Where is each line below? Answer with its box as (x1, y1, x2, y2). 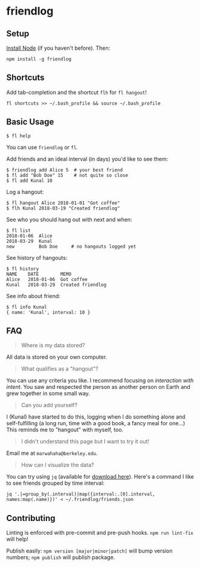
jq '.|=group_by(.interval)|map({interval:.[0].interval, (6, 491, 155, 497)
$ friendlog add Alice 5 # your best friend (6, 167, 123, 173)
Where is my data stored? (21, 342, 85, 349)
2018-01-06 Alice (6, 233, 53, 239)
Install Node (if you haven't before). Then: (6, 44, 111, 51)
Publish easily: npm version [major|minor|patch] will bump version (6, 547, 173, 555)
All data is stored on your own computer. (6, 353, 108, 361)
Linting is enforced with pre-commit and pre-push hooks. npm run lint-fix (6, 529, 194, 537)
